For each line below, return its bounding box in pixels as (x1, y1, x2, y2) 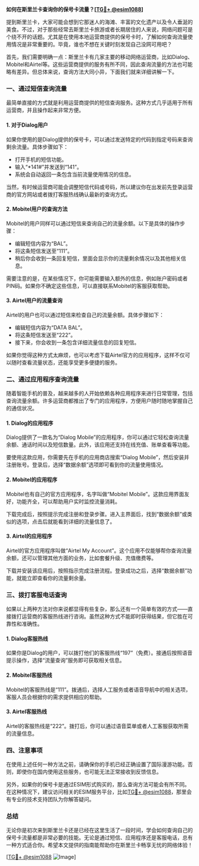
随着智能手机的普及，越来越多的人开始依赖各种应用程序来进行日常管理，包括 (6, 390, 193, 397)
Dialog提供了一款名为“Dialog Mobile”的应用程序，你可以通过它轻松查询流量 (6, 434, 190, 441)
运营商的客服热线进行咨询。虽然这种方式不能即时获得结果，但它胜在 (21, 613, 188, 620)
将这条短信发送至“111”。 (14, 247, 73, 255)
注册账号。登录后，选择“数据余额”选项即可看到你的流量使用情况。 (6, 461, 167, 469)
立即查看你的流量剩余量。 (26, 574, 89, 582)
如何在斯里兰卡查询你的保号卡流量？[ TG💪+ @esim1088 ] (6, 6, 144, 12)
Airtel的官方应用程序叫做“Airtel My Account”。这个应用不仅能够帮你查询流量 (6, 547, 192, 554)
